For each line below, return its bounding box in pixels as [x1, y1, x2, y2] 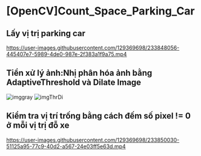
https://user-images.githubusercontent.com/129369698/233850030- [6, 136, 180, 143]
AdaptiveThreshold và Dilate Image [6, 77, 141, 88]
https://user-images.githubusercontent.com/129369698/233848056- [6, 44, 180, 51]
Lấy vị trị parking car [6, 28, 86, 39]
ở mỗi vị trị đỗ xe [6, 120, 70, 131]
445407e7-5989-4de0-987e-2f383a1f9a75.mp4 [6, 51, 127, 58]
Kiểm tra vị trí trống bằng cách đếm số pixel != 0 [6, 111, 191, 121]
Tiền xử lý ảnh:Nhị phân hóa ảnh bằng [6, 68, 153, 78]
